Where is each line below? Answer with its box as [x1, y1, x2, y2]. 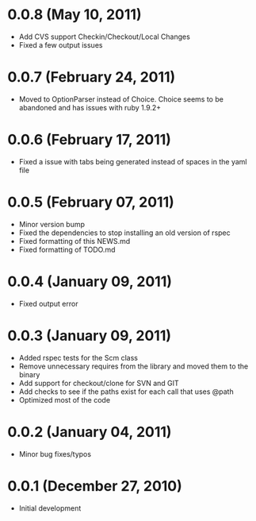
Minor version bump [18, 219, 85, 229]
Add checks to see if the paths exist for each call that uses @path [18, 387, 235, 396]
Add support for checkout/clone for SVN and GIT [18, 378, 179, 388]
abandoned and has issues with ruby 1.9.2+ [18, 102, 162, 112]
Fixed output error [18, 299, 78, 308]
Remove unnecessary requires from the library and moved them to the [18, 361, 249, 371]
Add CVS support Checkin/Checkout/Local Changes [18, 32, 191, 41]
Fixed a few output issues [18, 40, 103, 49]
